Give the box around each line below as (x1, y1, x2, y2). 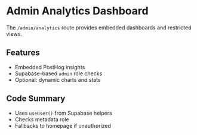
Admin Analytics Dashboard (6, 4, 149, 18)
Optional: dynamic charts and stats (14, 76, 101, 83)
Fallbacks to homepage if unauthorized (14, 122, 112, 129)
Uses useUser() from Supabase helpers (14, 109, 112, 116)
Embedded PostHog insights (14, 63, 85, 70)
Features (6, 48, 40, 58)
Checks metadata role (14, 115, 70, 123)
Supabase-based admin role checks (14, 70, 103, 77)
